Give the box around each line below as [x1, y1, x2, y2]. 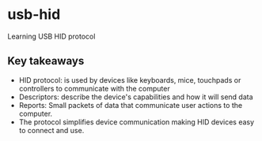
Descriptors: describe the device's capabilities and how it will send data [18, 92, 254, 102]
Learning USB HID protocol [7, 32, 96, 41]
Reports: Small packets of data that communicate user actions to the [18, 100, 243, 109]
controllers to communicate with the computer [18, 83, 171, 93]
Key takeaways [7, 54, 85, 68]
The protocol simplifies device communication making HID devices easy [18, 117, 255, 127]
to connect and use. [18, 125, 85, 135]
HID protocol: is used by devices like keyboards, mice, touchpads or [18, 75, 241, 84]
